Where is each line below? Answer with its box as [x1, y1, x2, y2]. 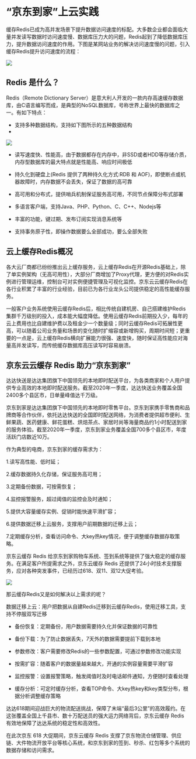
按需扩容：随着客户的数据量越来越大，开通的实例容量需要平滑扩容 [14, 660, 173, 668]
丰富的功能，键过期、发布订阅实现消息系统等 [14, 215, 123, 223]
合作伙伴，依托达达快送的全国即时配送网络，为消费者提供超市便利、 [21, 411, 185, 419]
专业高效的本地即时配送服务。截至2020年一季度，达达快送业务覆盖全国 [10, 384, 183, 391]
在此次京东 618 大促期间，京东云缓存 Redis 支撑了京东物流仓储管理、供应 [6, 732, 182, 739]
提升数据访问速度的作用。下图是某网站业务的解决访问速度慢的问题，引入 [16, 40, 190, 47]
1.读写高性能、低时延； [6, 458, 61, 466]
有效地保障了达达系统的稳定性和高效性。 [6, 720, 103, 727]
